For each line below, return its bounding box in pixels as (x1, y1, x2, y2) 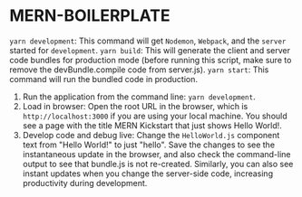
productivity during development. (22, 177, 148, 188)
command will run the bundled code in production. (9, 73, 198, 84)
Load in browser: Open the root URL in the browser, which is (22, 100, 248, 111)
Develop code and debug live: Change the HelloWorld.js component (22, 129, 280, 140)
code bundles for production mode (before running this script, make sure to (9, 54, 292, 65)
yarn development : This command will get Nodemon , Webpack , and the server (9, 35, 287, 46)
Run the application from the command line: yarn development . (22, 91, 256, 102)
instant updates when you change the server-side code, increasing (22, 168, 274, 179)
